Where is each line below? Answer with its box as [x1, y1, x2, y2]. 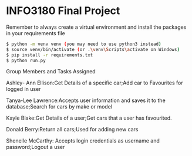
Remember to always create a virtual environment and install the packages [6, 23, 187, 30]
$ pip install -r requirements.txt [6, 52, 93, 58]
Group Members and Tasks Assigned [6, 68, 96, 75]
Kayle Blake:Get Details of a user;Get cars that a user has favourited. [6, 114, 172, 121]
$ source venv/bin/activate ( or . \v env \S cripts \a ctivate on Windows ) [6, 46, 180, 52]
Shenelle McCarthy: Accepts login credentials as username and [6, 137, 160, 144]
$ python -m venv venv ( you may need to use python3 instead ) [6, 41, 161, 47]
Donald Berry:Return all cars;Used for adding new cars [6, 126, 139, 133]
